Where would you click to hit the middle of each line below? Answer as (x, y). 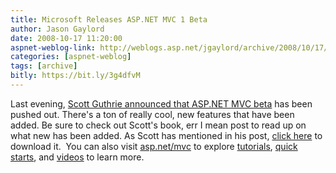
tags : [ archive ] (44, 66)
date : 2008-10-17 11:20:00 (66, 38)
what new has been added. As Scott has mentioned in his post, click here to (166, 135)
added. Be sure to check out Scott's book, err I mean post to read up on (158, 125)
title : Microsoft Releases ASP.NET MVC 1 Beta (109, 19)
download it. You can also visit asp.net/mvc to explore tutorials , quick (154, 146)
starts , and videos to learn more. (77, 157)
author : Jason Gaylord (57, 29)
